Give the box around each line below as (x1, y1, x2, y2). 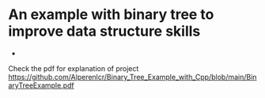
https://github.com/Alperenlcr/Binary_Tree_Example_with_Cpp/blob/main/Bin (8, 72, 257, 81)
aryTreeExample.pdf (8, 81, 75, 90)
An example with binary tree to (8, 6, 214, 24)
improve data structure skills (8, 22, 201, 40)
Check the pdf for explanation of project (8, 63, 139, 73)
